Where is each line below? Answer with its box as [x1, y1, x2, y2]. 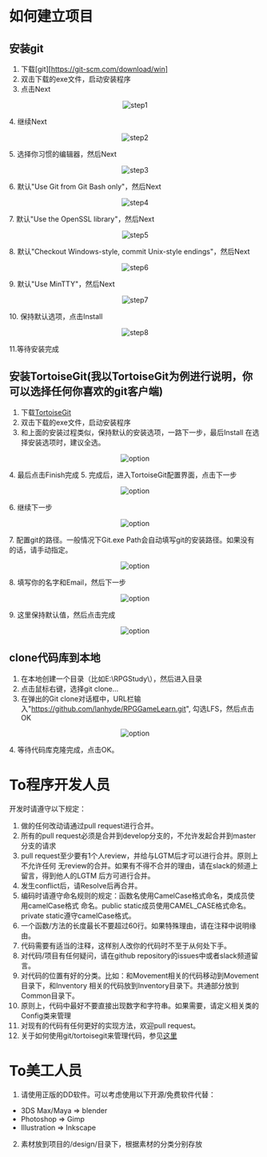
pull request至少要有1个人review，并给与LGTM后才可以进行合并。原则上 [20, 851, 259, 860]
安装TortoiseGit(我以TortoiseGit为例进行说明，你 [9, 369, 253, 384]
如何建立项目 [9, 7, 94, 26]
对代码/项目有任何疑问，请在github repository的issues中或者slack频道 [20, 951, 251, 960]
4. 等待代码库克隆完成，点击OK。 [9, 744, 119, 754]
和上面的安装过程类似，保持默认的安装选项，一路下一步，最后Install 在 [20, 427, 253, 437]
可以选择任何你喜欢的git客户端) [9, 385, 163, 398]
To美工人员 [9, 1061, 82, 1079]
